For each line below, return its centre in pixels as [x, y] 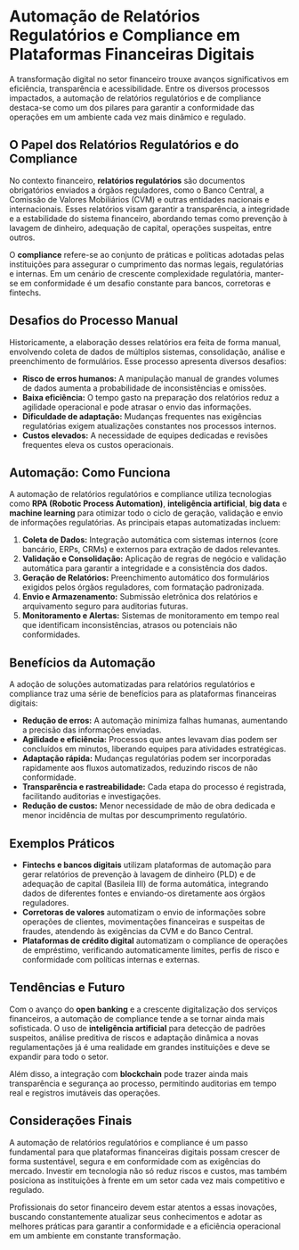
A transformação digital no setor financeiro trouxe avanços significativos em [149, 79]
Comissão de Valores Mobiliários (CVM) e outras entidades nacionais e [139, 199]
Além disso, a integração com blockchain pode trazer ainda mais [129, 1073]
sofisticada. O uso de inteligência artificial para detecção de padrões [137, 1028]
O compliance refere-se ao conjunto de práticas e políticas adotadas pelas [147, 254]
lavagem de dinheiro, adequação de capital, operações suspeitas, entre [141, 228]
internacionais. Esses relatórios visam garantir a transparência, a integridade [149, 209]
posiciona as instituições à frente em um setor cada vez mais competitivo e [147, 1180]
